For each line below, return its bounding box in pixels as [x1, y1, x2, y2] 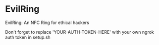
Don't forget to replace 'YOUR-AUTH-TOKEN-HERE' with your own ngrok [5, 29, 155, 35]
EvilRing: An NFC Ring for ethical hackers [5, 20, 89, 25]
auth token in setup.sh [5, 34, 51, 40]
